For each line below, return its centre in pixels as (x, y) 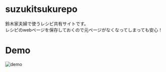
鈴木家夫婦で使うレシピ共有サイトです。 (47, 23)
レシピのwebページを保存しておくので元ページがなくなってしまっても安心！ (84, 30)
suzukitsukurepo (41, 9)
